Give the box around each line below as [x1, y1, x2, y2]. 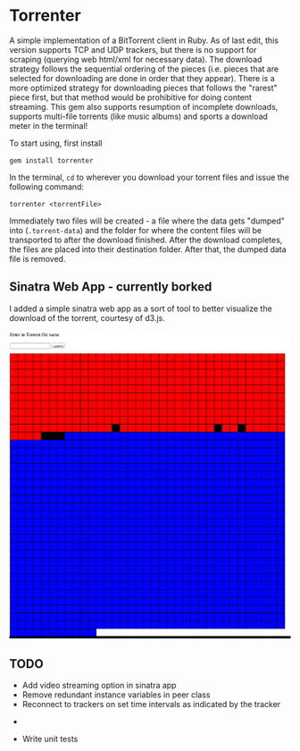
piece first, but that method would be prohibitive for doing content [9, 91, 253, 103]
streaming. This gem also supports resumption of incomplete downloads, [9, 101, 279, 112]
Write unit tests [21, 734, 79, 745]
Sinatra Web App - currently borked [9, 279, 212, 295]
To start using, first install [9, 138, 103, 148]
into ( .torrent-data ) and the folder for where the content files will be [9, 224, 262, 235]
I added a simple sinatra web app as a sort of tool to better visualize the [9, 303, 272, 314]
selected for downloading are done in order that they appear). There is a [9, 72, 275, 83]
